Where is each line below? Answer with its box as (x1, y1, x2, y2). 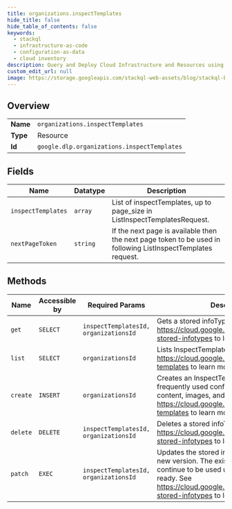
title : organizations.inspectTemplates (7, 10, 122, 17)
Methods (7, 276, 47, 287)
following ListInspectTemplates (111, 243, 213, 253)
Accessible (39, 296, 77, 305)
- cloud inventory (13, 55, 67, 62)
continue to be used (156, 464, 222, 474)
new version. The (156, 456, 213, 465)
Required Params (87, 300, 146, 309)
